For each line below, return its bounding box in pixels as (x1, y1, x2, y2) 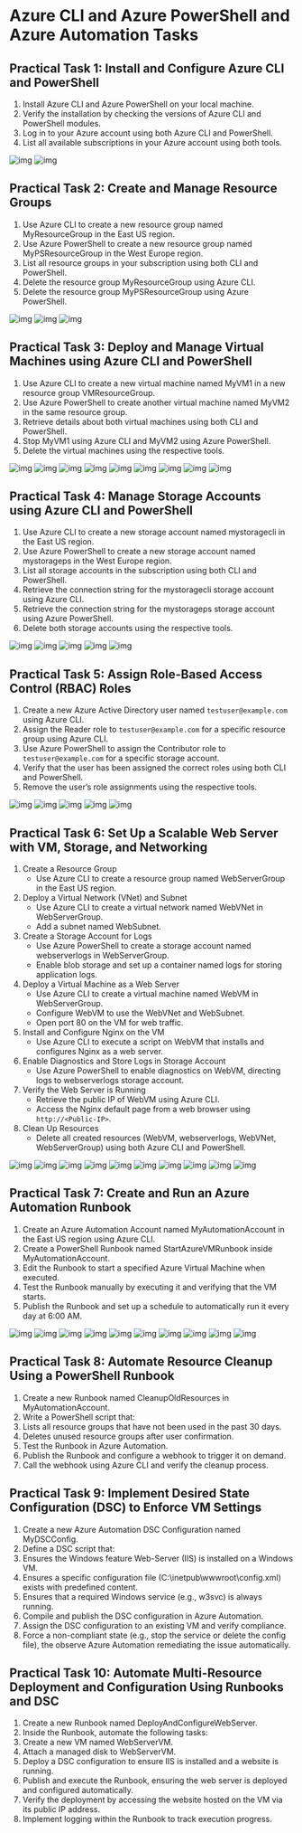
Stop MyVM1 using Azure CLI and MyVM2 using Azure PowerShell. (22, 435, 271, 446)
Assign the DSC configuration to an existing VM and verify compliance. (22, 1620, 287, 1630)
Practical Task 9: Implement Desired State (9, 1486, 250, 1501)
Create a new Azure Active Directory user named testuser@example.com (22, 704, 288, 715)
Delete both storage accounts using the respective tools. (22, 623, 233, 634)
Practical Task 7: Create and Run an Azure (9, 1186, 250, 1201)
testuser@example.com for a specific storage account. (22, 752, 220, 764)
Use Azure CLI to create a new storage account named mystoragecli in (22, 526, 286, 538)
